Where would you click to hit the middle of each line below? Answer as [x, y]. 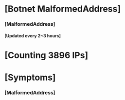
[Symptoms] [30, 77]
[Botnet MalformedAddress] [63, 9]
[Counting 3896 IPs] [46, 55]
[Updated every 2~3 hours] [33, 35]
